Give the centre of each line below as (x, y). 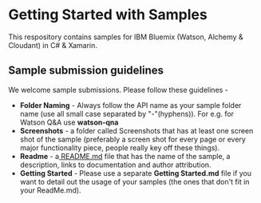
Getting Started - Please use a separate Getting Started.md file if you (136, 173)
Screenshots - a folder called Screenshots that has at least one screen (136, 130)
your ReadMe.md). (50, 190)
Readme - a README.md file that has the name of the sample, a (125, 156)
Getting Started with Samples (108, 15)
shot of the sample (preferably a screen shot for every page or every (132, 139)
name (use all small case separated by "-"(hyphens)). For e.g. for (127, 113)
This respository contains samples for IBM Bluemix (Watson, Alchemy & (126, 37)
